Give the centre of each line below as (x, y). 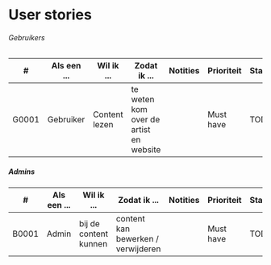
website (146, 150)
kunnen (94, 244)
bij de (90, 224)
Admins (22, 172)
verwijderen (138, 249)
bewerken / (137, 239)
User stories (50, 15)
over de (146, 120)
